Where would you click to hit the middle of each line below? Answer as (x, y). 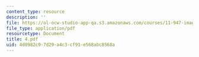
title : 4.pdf (22, 39)
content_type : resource (36, 12)
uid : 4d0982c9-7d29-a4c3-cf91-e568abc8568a (61, 45)
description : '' (26, 17)
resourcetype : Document (36, 34)
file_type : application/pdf (41, 28)
